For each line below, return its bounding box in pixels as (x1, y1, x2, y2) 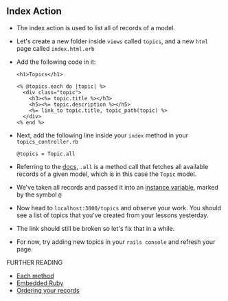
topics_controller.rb (16, 138, 78, 145)
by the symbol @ (16, 190, 62, 199)
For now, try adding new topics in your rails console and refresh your (16, 237, 216, 246)
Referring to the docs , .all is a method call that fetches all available (16, 162, 209, 170)
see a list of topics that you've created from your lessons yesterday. (16, 211, 209, 219)
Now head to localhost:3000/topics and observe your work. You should (16, 203, 221, 212)
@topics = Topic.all (16, 150, 76, 157)
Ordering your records (16, 286, 80, 294)
